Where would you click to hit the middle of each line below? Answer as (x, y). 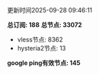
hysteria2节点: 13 (42, 48)
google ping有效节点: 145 (44, 63)
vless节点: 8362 (40, 39)
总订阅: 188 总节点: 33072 (45, 25)
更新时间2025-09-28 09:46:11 (49, 10)
